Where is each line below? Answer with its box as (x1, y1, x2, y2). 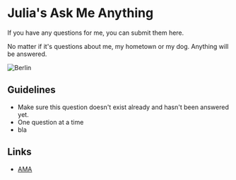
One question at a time (17, 118, 84, 126)
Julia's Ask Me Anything (7, 5, 154, 21)
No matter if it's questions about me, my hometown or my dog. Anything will (7, 42, 229, 50)
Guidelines (7, 84, 56, 96)
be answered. (7, 50, 47, 58)
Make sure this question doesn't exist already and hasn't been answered (17, 103, 230, 111)
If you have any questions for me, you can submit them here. (7, 28, 184, 37)
